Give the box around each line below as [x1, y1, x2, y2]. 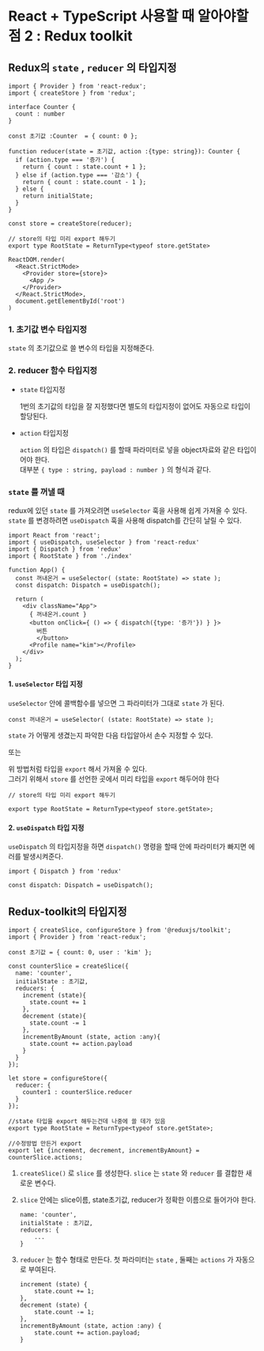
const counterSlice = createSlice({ [8, 962, 129, 971]
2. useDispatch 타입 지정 [8, 823, 85, 832]
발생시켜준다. [22, 851, 64, 862]
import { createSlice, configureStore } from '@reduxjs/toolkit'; [8, 926, 232, 934]
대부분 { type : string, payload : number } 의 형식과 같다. [19, 464, 212, 474]
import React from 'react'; [8, 531, 101, 539]
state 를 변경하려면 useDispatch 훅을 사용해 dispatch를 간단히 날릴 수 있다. [8, 515, 243, 525]
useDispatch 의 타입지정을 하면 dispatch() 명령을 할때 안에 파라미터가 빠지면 [8, 842, 247, 851]
